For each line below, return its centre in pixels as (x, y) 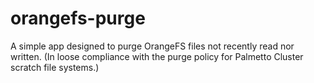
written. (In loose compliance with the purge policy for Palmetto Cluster (157, 56)
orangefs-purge (78, 18)
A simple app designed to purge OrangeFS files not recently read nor (152, 46)
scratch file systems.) (55, 67)
